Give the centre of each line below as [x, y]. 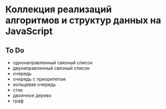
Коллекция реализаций [59, 10]
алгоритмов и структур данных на [83, 20]
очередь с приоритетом [39, 79]
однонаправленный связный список [53, 62]
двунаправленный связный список [51, 68]
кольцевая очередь [34, 84]
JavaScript [29, 31]
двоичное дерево [32, 95]
